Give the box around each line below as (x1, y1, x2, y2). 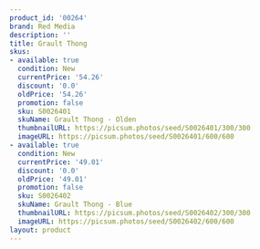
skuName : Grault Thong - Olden (17, 115, 137, 124)
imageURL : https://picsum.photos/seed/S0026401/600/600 (17, 132, 234, 141)
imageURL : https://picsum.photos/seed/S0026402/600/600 (17, 216, 234, 226)
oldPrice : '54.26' (17, 89, 88, 99)
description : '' (9, 30, 71, 39)
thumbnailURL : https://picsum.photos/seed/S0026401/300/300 (17, 124, 251, 133)
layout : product (9, 225, 71, 234)
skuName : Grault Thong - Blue (17, 200, 132, 210)
